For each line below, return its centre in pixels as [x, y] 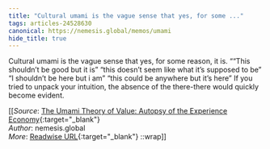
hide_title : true [38, 38]
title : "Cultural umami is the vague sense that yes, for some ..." [126, 16]
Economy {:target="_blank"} [55, 120]
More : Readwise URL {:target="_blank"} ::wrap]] [88, 137]
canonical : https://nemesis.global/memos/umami [90, 31]
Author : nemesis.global [47, 128]
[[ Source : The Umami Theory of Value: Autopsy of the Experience [118, 111]
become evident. [36, 95]
